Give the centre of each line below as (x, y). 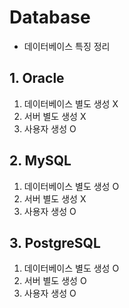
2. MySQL (40, 161)
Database (50, 17)
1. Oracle (37, 78)
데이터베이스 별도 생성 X (71, 103)
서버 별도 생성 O (55, 281)
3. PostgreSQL (55, 242)
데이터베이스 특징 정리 (67, 46)
